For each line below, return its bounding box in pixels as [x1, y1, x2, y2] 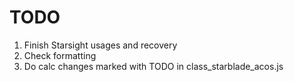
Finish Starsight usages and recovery [23, 39, 178, 51]
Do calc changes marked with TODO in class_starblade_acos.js [23, 60, 284, 72]
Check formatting [23, 49, 97, 61]
